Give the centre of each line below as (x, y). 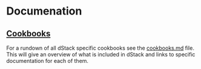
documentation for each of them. (48, 61)
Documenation (44, 11)
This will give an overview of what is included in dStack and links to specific (101, 54)
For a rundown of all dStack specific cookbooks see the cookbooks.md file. (100, 48)
